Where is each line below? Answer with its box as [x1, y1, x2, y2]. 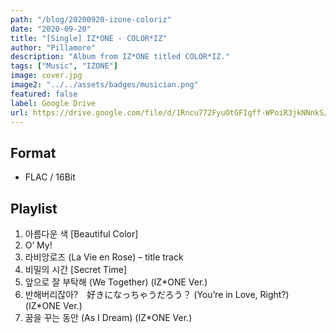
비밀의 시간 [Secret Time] [24, 264, 127, 275]
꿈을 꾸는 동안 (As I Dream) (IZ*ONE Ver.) [24, 312, 193, 323]
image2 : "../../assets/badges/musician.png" [10, 80, 199, 90]
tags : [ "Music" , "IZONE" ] [10, 61, 118, 71]
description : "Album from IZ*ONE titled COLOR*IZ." [10, 52, 230, 62]
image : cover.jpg [10, 71, 83, 81]
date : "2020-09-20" [10, 24, 92, 34]
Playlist [10, 200, 58, 217]
